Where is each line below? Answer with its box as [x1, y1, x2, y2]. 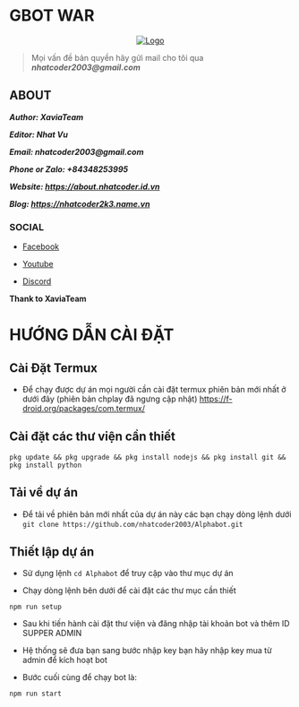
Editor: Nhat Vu [9, 129, 69, 140]
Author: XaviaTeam [9, 111, 84, 122]
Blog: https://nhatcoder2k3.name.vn [9, 198, 150, 209]
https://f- [199, 393, 233, 404]
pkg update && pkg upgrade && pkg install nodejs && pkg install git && [9, 453, 286, 461]
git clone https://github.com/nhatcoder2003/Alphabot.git [21, 520, 243, 529]
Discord [21, 276, 52, 287]
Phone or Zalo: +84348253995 [9, 163, 128, 175]
